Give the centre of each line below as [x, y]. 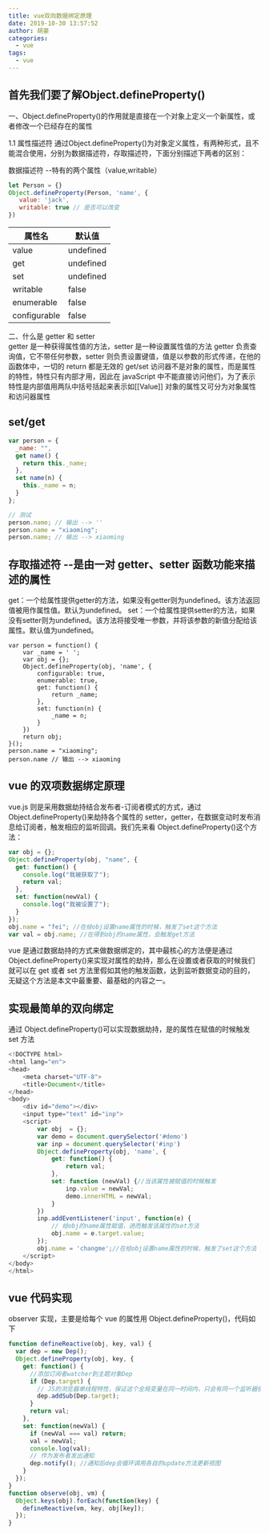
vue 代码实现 [40, 1298]
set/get [27, 422]
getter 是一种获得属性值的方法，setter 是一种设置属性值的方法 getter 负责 [129, 347]
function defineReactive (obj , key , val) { [80, 1344]
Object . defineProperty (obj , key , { [75, 1359]
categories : [28, 38]
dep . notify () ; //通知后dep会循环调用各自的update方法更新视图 [125, 1463]
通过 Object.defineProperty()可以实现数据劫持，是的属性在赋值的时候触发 [129, 1029]
